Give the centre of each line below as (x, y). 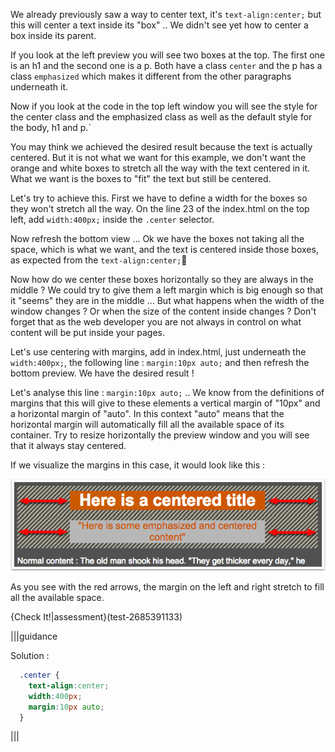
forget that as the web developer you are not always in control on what (156, 322)
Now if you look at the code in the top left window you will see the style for (164, 106)
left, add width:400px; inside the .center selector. (112, 219)
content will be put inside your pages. (87, 332)
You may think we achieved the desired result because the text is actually (161, 147)
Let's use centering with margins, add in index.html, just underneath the (158, 352)
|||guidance (34, 636)
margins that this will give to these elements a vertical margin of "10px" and (165, 403)
